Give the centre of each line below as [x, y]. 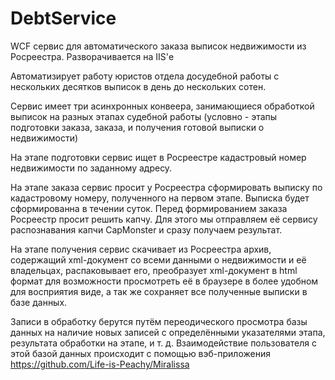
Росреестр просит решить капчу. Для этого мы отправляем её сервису [164, 219]
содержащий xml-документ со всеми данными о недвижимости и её [158, 259]
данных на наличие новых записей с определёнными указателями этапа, [168, 332]
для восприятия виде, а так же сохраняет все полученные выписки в [159, 291]
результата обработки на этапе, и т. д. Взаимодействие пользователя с [163, 343]
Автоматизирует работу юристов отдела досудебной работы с [145, 76]
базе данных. [39, 302]
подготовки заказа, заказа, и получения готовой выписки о [137, 127]
